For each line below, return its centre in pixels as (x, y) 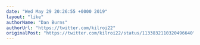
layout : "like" (25, 17)
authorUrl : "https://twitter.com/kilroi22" (61, 28)
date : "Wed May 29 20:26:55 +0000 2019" (57, 11)
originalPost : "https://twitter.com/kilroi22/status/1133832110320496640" (101, 33)
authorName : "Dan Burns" (37, 22)
